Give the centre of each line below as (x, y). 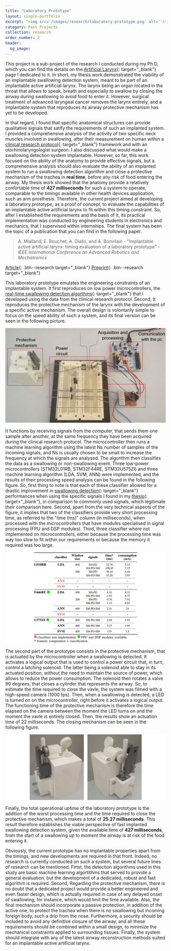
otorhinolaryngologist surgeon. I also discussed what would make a (76, 150)
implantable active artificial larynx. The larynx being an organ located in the (84, 85)
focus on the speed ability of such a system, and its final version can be (81, 315)
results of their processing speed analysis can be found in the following (80, 480)
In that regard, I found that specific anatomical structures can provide (78, 122)
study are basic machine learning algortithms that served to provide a (78, 872)
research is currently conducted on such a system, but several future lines (83, 861)
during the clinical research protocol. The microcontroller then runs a (78, 442)
